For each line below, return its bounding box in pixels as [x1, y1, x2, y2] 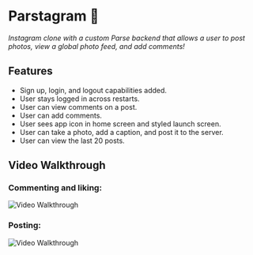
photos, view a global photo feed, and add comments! [8, 41, 186, 51]
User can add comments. [19, 111, 103, 120]
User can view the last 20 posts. [19, 136, 125, 145]
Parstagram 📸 [8, 7, 100, 25]
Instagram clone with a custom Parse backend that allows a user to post [8, 33, 245, 43]
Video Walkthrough [8, 159, 106, 172]
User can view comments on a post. [19, 102, 138, 111]
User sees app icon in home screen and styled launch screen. [19, 118, 221, 129]
